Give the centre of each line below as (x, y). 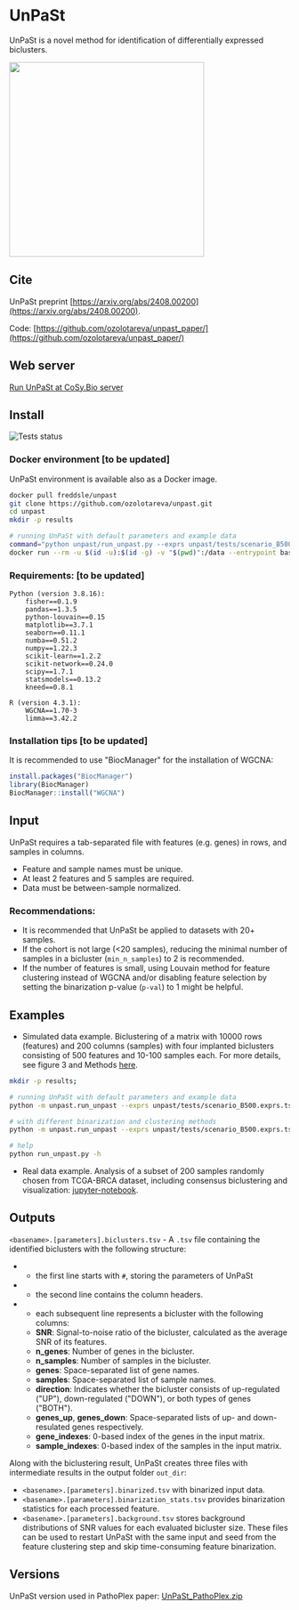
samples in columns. (47, 852)
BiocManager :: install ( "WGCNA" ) (67, 793)
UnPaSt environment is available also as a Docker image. (113, 479)
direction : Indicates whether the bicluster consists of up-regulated (158, 1388)
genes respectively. (108, 1427)
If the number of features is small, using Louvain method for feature (146, 968)
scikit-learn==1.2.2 (63, 656)
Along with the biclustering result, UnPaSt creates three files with (129, 1463)
